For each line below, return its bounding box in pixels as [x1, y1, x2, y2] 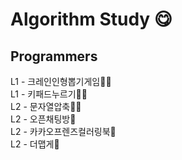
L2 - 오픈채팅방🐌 [10, 113, 77, 125]
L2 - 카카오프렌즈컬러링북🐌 [10, 126, 117, 137]
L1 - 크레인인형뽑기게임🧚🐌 [10, 76, 112, 87]
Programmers [10, 48, 98, 65]
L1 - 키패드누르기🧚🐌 [10, 88, 88, 100]
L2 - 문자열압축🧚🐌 [10, 101, 82, 112]
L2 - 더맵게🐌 [10, 138, 60, 150]
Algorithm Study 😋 [10, 8, 173, 31]
